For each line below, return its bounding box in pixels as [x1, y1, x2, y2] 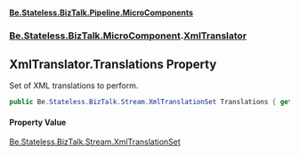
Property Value [9, 117, 67, 127]
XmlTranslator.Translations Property [9, 56, 217, 71]
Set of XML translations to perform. [9, 80, 139, 91]
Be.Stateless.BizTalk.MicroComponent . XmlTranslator [9, 29, 247, 42]
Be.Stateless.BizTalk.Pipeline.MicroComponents [9, 7, 194, 18]
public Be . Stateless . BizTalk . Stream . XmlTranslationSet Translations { [9, 98, 277, 107]
